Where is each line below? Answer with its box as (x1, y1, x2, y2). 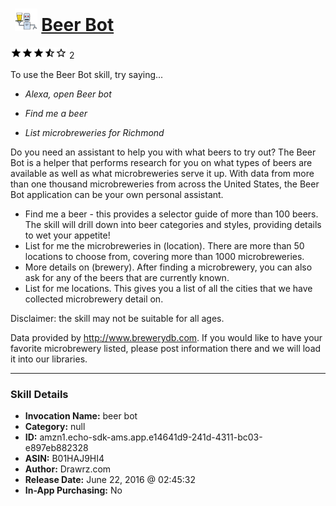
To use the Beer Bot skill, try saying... (10, 68, 164, 80)
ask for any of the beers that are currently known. (24, 271, 230, 283)
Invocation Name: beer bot (24, 410, 138, 422)
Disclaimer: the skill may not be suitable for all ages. (10, 312, 225, 324)
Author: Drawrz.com (24, 463, 112, 475)
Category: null (24, 421, 86, 433)
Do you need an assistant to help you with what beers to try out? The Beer (10, 146, 317, 158)
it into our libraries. (10, 353, 88, 365)
